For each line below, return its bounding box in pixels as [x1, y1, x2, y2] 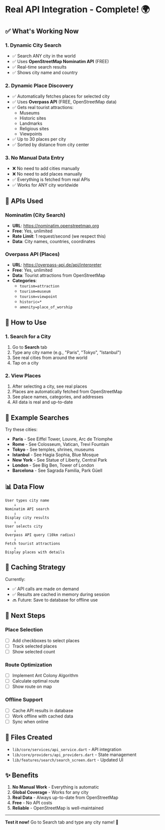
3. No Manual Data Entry [5, 154, 64, 161]
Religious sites [19, 126, 49, 132]
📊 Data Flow [5, 482, 44, 491]
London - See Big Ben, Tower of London [12, 462, 94, 469]
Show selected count [12, 649, 55, 654]
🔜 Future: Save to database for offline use [12, 597, 98, 603]
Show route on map [12, 684, 53, 689]
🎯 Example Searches [5, 413, 69, 422]
